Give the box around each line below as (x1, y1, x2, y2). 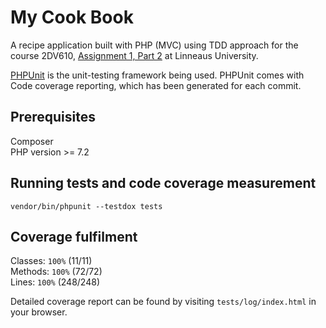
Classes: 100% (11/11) (10, 255, 93, 267)
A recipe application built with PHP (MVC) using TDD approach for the (10, 39, 299, 51)
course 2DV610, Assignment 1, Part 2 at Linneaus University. (10, 49, 259, 61)
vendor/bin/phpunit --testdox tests (10, 201, 163, 211)
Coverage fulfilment (10, 228, 138, 245)
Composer (10, 135, 54, 147)
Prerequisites (10, 109, 96, 126)
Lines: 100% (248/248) (10, 276, 100, 288)
